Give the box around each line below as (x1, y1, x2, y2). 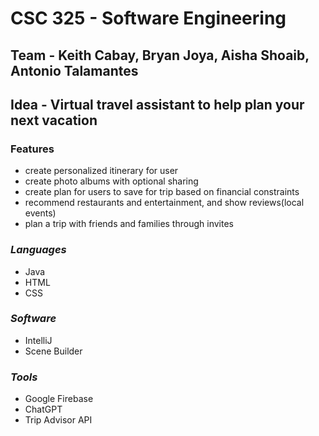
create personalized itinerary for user (24, 165, 179, 177)
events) (24, 207, 57, 219)
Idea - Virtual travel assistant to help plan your (10, 96, 305, 113)
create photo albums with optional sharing (24, 175, 199, 187)
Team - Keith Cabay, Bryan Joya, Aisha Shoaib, (10, 47, 310, 64)
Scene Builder (24, 345, 83, 357)
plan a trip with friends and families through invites (24, 218, 234, 230)
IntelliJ (24, 334, 53, 346)
